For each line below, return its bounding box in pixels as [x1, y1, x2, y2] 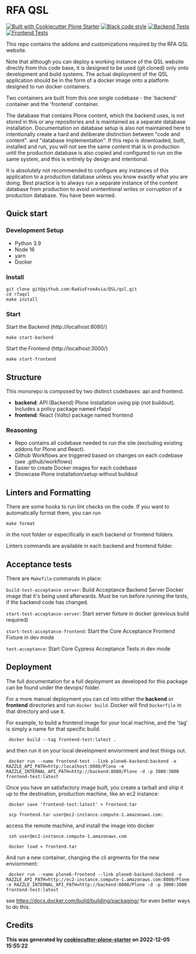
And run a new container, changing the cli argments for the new [6, 854, 160, 861]
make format [6, 521, 35, 527]
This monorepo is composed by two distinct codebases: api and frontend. [6, 388, 184, 395]
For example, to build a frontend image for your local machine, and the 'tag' [6, 719, 188, 726]
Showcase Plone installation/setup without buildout [14, 471, 139, 478]
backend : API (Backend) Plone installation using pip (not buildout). [14, 399, 176, 406]
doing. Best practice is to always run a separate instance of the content [6, 179, 178, 186]
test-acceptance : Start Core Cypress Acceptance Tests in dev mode [6, 645, 171, 652]
